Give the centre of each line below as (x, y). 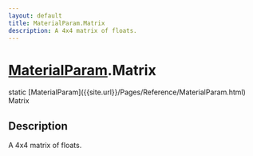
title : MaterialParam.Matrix (57, 23)
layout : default (35, 16)
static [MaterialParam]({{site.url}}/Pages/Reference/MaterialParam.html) (127, 92)
